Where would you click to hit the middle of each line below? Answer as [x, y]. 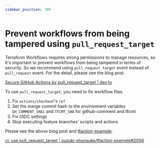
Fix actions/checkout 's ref [39, 101]
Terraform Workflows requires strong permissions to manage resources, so [80, 57]
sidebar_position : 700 [28, 9]
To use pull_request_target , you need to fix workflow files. [64, 91]
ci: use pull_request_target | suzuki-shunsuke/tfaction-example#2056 [75, 140]
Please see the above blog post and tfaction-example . [59, 131]
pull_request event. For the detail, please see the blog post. [65, 73]
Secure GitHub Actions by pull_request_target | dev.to [59, 82]
